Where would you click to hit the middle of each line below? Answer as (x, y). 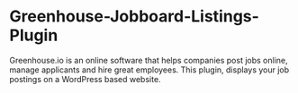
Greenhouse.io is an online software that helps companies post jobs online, (149, 60)
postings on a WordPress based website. (85, 79)
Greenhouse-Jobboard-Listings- (134, 17)
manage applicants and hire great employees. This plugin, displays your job (149, 70)
